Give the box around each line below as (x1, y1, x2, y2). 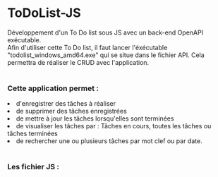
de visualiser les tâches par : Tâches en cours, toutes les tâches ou (16, 122, 212, 130)
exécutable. (7, 35, 42, 44)
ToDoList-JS (7, 5, 81, 21)
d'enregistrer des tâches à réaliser (16, 99, 116, 108)
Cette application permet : (7, 83, 99, 93)
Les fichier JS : (7, 162, 60, 172)
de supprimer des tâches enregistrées (16, 107, 127, 116)
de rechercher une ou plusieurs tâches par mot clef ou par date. (16, 137, 202, 145)
